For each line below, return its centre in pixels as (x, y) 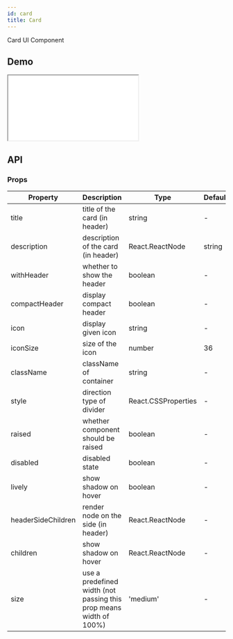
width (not (99, 590)
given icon (99, 332)
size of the (99, 343)
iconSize (25, 348)
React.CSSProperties (163, 401)
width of (96, 616)
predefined (100, 582)
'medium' (144, 599)
